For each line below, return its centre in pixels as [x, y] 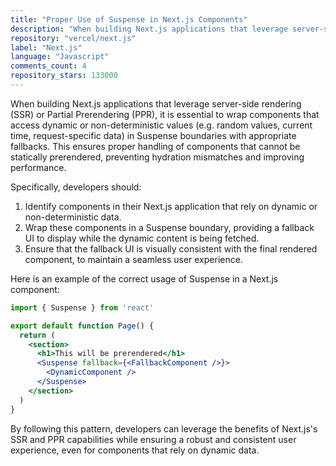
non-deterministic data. [73, 217]
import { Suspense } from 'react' [82, 307]
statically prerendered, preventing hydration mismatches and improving [157, 157]
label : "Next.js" [46, 47]
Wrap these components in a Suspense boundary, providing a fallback [169, 227]
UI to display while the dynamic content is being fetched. [142, 238]
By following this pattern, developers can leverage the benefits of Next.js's [164, 428]
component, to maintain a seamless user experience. [133, 259]
